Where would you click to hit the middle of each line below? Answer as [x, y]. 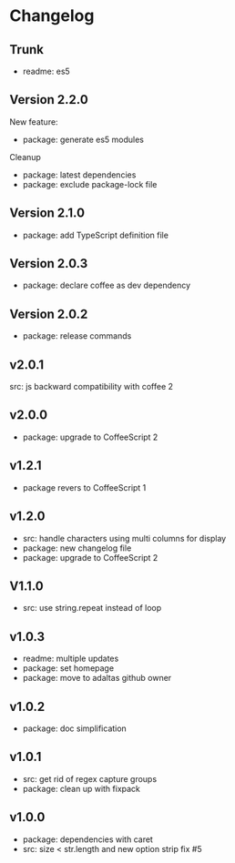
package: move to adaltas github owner [97, 678]
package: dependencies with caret [87, 839]
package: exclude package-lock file [90, 184]
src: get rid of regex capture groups [90, 778]
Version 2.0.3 [49, 264]
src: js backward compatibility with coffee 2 [92, 387]
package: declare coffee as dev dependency [107, 285]
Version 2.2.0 [49, 100]
